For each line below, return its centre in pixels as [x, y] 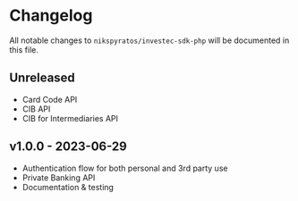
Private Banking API [59, 177]
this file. [24, 49]
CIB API [36, 109]
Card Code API [50, 99]
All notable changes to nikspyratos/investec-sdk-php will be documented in [149, 40]
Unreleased [43, 78]
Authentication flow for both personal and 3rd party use [125, 168]
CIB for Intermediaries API [70, 118]
